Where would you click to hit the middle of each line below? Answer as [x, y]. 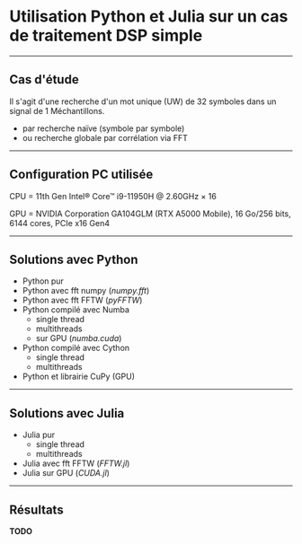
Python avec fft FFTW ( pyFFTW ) [82, 300]
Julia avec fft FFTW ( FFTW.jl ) [76, 463]
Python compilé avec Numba [76, 310]
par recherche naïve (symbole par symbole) [103, 128]
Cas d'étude [44, 79]
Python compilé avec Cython [76, 348]
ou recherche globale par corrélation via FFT [105, 137]
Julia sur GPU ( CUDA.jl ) [66, 473]
